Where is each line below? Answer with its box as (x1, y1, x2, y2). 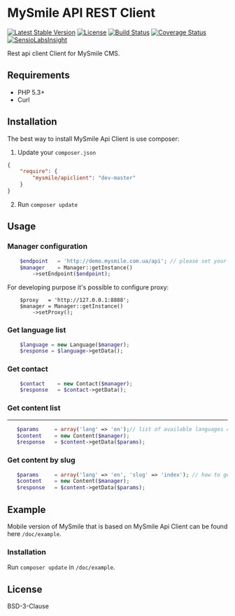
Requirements (7, 69, 70, 81)
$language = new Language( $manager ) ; (20, 341, 130, 348)
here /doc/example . (7, 530, 62, 538)
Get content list (7, 403, 61, 413)
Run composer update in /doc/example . (7, 563, 115, 572)
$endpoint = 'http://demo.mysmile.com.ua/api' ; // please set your (20, 257, 227, 264)
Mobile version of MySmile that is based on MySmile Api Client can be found (7, 522, 228, 531)
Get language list (7, 325, 66, 335)
